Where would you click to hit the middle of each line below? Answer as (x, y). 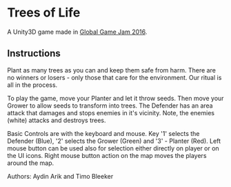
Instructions (34, 53)
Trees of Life (44, 13)
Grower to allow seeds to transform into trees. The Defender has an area (110, 106)
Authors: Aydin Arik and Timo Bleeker (60, 176)
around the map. (31, 163)
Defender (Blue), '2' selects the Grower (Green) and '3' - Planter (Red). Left (114, 141)
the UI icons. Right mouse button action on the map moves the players (107, 155)
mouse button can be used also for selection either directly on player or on (113, 148)
